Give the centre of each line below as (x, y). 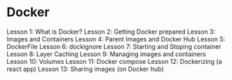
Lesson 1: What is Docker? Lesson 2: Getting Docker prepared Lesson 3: (111, 32)
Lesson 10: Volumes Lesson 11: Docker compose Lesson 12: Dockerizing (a (114, 61)
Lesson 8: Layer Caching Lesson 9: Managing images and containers (106, 54)
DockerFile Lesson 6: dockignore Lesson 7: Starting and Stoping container (114, 46)
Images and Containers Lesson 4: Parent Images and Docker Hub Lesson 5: (116, 39)
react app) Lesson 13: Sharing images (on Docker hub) (85, 69)
